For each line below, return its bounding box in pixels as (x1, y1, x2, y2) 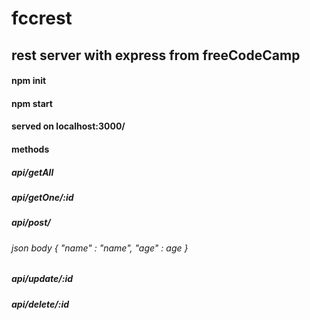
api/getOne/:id (11, 191, 74, 203)
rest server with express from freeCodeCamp (11, 47, 301, 64)
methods (11, 143, 50, 155)
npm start (11, 97, 53, 109)
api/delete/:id (11, 298, 70, 310)
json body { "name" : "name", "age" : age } (11, 242, 189, 254)
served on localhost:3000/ (11, 120, 126, 132)
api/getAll (11, 166, 54, 178)
